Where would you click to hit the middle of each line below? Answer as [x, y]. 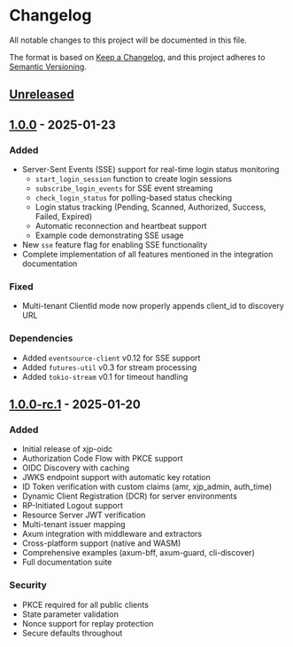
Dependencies [41, 338]
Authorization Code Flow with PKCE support [102, 459]
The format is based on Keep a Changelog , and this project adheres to [137, 57]
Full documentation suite [67, 562]
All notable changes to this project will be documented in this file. [128, 40]
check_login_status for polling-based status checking [134, 198]
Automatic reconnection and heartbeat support [121, 226]
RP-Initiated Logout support [73, 506]
